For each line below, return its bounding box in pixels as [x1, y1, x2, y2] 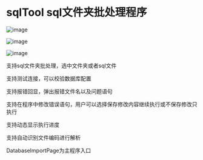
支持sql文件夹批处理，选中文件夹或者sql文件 [6, 62, 117, 69]
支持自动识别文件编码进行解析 [6, 134, 81, 141]
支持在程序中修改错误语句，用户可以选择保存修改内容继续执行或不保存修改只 [6, 101, 198, 108]
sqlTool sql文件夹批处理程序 [6, 5, 147, 19]
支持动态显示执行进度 [6, 121, 59, 128]
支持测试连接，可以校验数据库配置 [6, 75, 92, 82]
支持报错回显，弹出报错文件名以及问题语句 [6, 87, 113, 95]
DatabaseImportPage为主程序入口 [6, 147, 92, 154]
